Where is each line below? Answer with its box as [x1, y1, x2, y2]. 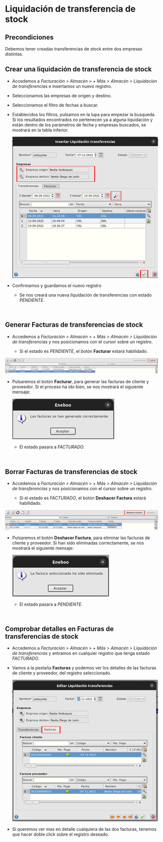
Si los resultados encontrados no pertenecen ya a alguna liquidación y [12, 117, 153, 123]
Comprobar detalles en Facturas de [5, 625, 114, 633]
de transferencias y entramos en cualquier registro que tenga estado [12, 650, 150, 656]
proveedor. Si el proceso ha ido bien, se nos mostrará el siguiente [12, 384, 144, 390]
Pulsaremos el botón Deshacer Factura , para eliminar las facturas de [12, 535, 150, 541]
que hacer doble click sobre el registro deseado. [12, 831, 109, 837]
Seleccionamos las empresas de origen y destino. [12, 92, 112, 98]
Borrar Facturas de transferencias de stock [5, 468, 138, 476]
